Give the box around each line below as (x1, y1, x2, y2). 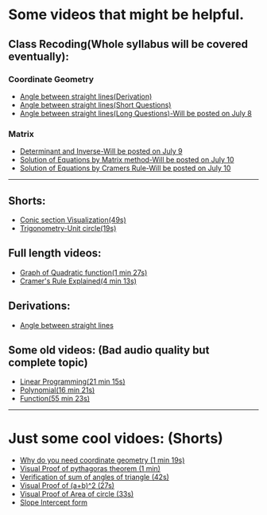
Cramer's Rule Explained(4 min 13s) (19, 276, 137, 286)
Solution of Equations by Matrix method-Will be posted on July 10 (19, 155, 234, 165)
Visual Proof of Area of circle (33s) (19, 490, 134, 499)
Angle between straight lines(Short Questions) (19, 99, 172, 109)
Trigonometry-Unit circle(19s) (19, 223, 117, 232)
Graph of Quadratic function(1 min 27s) (19, 267, 148, 277)
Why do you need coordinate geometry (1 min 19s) (19, 455, 185, 465)
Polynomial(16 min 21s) (19, 385, 95, 395)
